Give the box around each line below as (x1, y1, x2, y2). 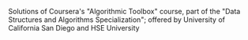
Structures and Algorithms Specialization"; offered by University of (8, 15, 225, 24)
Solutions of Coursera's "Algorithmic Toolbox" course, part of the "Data (8, 7, 241, 16)
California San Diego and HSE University (8, 24, 140, 32)
